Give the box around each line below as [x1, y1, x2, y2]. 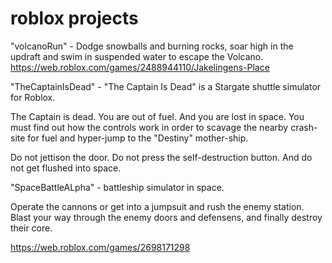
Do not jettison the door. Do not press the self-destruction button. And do [10, 151, 313, 163]
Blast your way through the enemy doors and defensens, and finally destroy [10, 211, 323, 223]
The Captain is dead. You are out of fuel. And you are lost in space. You [10, 110, 305, 122]
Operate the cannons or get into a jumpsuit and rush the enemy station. [10, 200, 305, 212]
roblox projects [10, 7, 139, 30]
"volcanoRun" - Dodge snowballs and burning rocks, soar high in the [10, 40, 294, 52]
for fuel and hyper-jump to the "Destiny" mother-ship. [27, 132, 249, 144]
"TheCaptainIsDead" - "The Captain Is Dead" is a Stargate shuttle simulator [10, 80, 322, 92]
